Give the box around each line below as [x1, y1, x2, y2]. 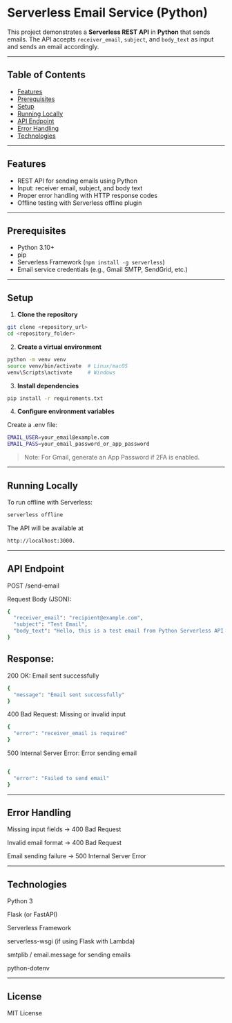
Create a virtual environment [17, 343, 102, 351]
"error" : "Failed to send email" [13, 775, 110, 781]
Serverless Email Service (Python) [7, 5, 209, 21]
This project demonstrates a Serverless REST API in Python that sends [7, 28, 211, 36]
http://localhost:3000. [7, 537, 76, 544]
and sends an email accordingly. [7, 42, 99, 51]
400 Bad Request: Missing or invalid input [7, 710, 126, 718]
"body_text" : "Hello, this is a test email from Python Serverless [13, 628, 212, 635]
